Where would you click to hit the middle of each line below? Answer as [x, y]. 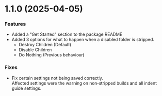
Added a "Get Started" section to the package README [67, 34]
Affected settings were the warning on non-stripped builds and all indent [84, 83]
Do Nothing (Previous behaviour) [52, 55]
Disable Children [35, 50]
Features [15, 24]
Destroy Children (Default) [45, 45]
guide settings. [26, 88]
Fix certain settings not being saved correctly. [57, 78]
